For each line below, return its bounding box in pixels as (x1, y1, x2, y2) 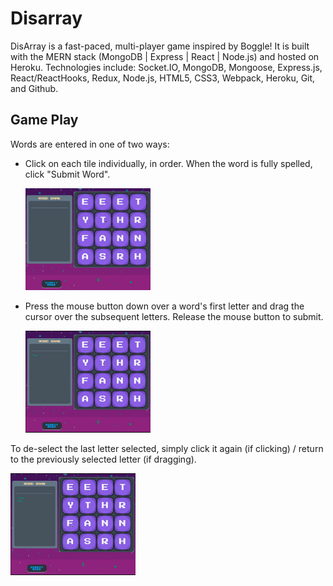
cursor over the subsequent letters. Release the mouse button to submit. (24, 310, 324, 322)
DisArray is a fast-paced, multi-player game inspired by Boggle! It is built (10, 40, 310, 52)
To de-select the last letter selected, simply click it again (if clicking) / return (10, 443, 324, 455)
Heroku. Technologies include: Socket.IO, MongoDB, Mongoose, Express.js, (10, 61, 323, 73)
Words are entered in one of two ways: (10, 138, 170, 150)
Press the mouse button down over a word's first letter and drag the (24, 300, 305, 312)
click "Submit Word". (24, 168, 111, 180)
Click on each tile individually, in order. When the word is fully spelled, (24, 157, 313, 169)
